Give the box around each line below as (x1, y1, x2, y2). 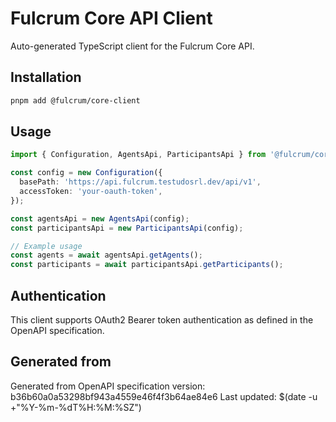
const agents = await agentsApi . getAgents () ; (10, 250, 203, 261)
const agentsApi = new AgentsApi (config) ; (10, 213, 190, 224)
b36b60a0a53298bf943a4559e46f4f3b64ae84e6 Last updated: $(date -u (10, 390, 318, 402)
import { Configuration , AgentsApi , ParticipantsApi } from (10, 150, 267, 160)
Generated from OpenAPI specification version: (10, 380, 206, 392)
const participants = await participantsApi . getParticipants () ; (10, 260, 284, 270)
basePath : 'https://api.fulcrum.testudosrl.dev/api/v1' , (19, 177, 262, 187)
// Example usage (10, 241, 83, 251)
